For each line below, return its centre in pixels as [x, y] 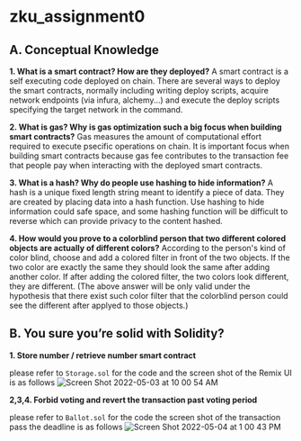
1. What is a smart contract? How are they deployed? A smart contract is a [149, 71]
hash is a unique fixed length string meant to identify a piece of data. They [147, 192]
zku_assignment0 [77, 17]
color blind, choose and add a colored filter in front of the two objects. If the [150, 257]
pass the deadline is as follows [66, 427]
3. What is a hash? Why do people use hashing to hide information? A [142, 183]
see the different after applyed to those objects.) [99, 305]
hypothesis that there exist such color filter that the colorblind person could [149, 296]
